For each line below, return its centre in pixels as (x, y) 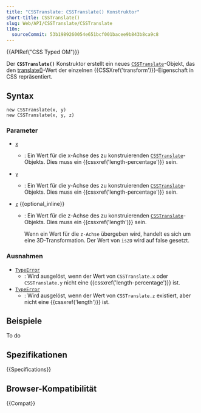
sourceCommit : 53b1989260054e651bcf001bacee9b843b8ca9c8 (85, 35)
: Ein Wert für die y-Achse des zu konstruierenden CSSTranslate (104, 186)
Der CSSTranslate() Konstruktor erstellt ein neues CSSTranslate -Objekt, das (101, 64)
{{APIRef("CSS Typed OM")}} (43, 52)
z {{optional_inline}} (40, 204)
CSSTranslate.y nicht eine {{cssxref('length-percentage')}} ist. (102, 282)
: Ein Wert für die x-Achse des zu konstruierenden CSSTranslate (104, 155)
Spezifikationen (37, 355)
